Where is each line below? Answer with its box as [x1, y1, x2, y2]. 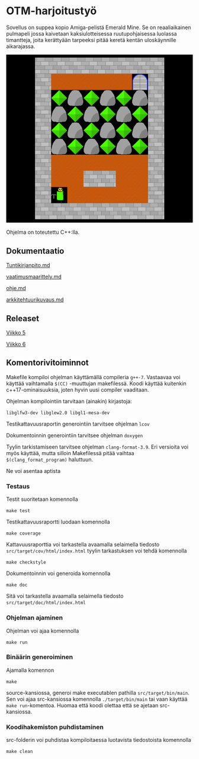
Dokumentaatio [6, 246, 65, 256]
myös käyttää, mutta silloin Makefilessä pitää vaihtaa [6, 449, 134, 456]
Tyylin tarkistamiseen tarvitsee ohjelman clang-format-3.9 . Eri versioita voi [6, 443, 188, 450]
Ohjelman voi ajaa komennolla [6, 627, 79, 634]
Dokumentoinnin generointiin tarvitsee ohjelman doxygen [6, 431, 143, 439]
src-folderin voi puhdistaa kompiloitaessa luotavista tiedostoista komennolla [6, 736, 191, 744]
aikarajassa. [6, 43, 36, 50]
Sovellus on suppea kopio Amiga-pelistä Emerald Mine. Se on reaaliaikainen [6, 24, 191, 31]
